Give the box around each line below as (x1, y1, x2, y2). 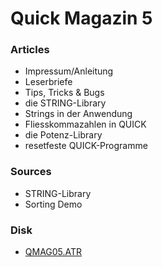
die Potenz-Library (24, 129, 103, 141)
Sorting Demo (24, 198, 83, 210)
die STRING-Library (24, 97, 107, 109)
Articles (10, 43, 50, 57)
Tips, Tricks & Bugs (24, 87, 105, 99)
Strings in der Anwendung (24, 108, 133, 120)
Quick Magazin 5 (10, 7, 153, 30)
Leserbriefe (24, 76, 73, 88)
